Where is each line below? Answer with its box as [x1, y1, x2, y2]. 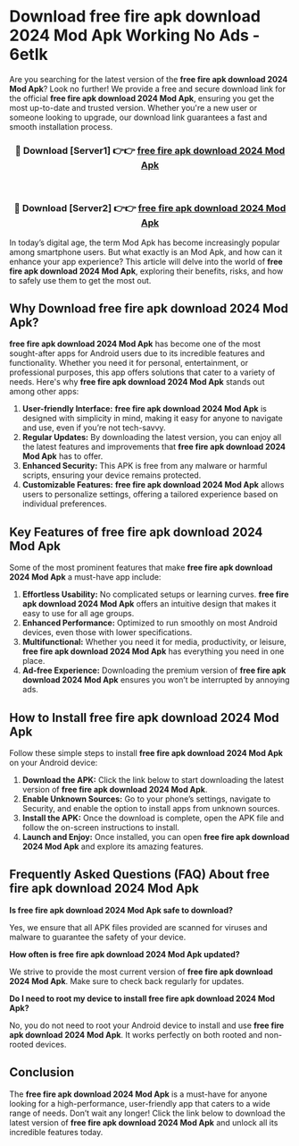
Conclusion [9, 1065, 75, 1080]
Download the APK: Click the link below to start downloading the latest [21, 774, 284, 785]
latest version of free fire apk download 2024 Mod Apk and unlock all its [9, 1116, 278, 1128]
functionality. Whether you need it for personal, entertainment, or [9, 358, 249, 369]
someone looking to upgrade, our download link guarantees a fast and [9, 112, 268, 123]
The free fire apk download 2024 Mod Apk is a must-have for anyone [9, 1089, 268, 1099]
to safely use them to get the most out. [9, 275, 152, 285]
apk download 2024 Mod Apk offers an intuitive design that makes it [21, 598, 277, 609]
